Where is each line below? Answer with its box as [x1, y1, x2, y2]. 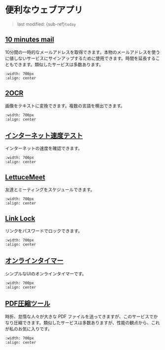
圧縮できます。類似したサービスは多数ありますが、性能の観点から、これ [13, 319, 160, 325]
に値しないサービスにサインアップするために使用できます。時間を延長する [5, 55, 156, 61]
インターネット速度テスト [5, 131, 83, 140]
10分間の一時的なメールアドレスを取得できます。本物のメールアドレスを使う [5, 49, 161, 55]
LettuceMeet [5, 173, 45, 181]
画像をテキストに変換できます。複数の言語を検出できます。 [5, 103, 125, 108]
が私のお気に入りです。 [5, 326, 53, 332]
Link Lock [5, 214, 35, 222]
